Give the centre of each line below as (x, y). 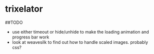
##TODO (14, 22)
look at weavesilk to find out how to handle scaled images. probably (80, 42)
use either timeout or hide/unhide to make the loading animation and (80, 32)
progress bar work (31, 37)
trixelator (24, 9)
